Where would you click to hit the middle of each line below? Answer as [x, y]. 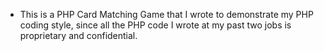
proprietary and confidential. [78, 35]
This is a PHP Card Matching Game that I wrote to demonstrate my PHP [166, 14]
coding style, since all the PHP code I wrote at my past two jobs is [155, 25]
